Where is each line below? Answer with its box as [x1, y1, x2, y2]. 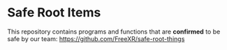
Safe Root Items [7, 5, 101, 21]
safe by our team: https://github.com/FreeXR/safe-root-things [7, 34, 185, 42]
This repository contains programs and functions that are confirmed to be [7, 27, 221, 36]
